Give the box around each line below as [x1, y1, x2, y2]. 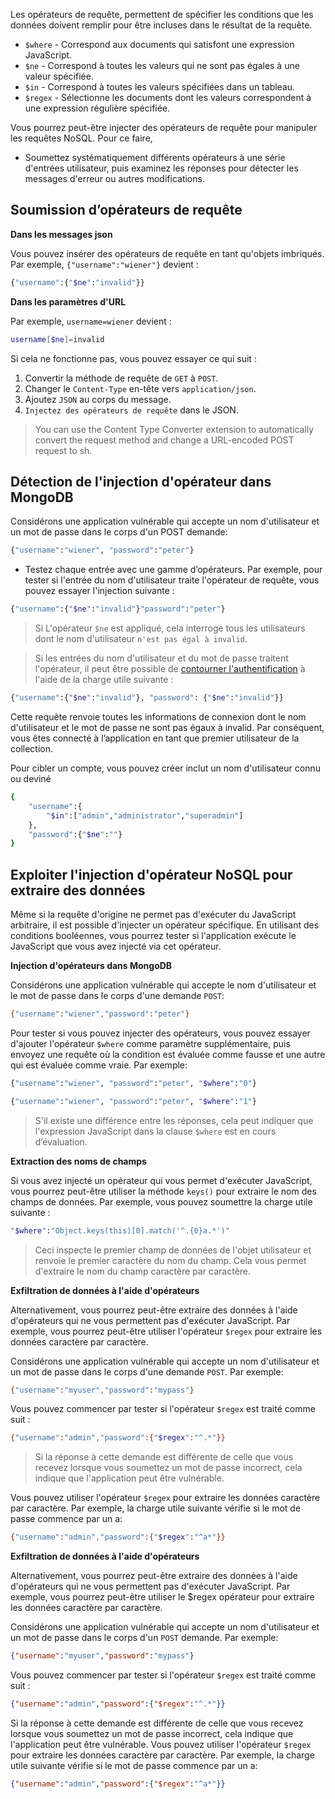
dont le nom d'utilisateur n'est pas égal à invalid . [34, 633, 248, 645]
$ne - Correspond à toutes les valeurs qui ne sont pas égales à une [24, 60, 300, 71]
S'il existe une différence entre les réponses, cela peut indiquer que [34, 1114, 314, 1126]
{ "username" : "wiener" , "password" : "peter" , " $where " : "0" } [10, 1078, 257, 1088]
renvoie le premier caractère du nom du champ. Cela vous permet [34, 1254, 307, 1266]
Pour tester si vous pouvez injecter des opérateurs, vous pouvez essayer [10, 1027, 311, 1039]
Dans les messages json [10, 228, 113, 240]
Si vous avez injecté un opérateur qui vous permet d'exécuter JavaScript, [10, 1174, 313, 1186]
